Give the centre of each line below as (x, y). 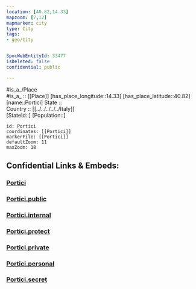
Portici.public (27, 199)
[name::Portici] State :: (34, 102)
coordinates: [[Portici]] (39, 131)
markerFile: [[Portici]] (37, 137)
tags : (13, 34)
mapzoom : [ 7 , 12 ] (27, 17)
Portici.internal (29, 215)
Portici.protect (28, 231)
